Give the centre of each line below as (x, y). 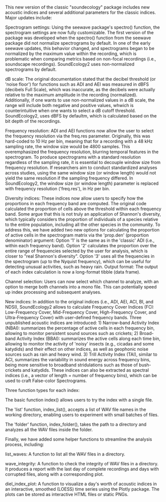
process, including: (25, 445)
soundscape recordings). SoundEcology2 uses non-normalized (70, 64)
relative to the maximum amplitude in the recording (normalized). (71, 95)
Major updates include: (28, 18)
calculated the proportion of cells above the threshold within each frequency (83, 209)
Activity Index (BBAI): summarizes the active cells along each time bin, (88, 338)
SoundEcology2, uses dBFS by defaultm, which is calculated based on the (81, 116)
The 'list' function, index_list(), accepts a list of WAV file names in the (76, 409)
